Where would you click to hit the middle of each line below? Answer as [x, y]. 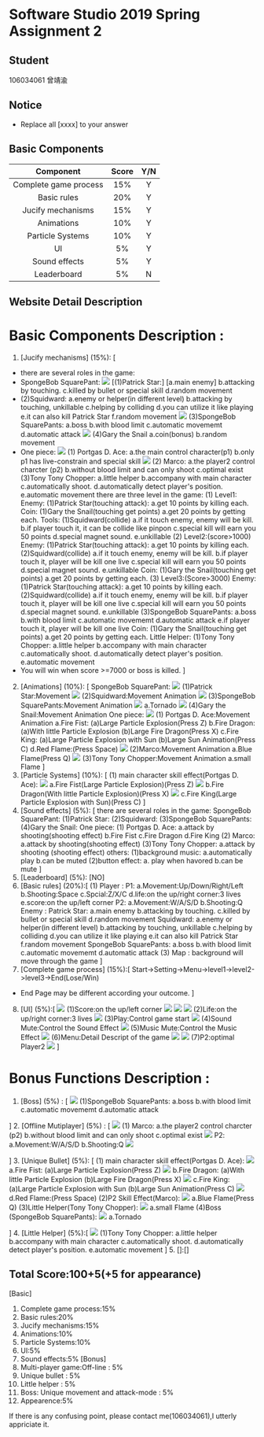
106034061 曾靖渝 [38, 80]
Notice [26, 105]
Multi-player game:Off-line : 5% [71, 1367]
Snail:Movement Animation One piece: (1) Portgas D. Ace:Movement [135, 715]
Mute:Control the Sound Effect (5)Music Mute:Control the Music [129, 1028]
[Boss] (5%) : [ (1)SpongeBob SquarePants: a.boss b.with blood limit [136, 1101]
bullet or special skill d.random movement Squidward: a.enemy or [126, 919]
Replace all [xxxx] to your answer [74, 124]
